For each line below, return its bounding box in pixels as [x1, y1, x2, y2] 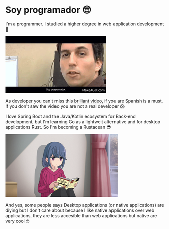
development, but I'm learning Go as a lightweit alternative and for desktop [5, 118, 160, 125]
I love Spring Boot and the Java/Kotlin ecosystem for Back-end [5, 113, 136, 119]
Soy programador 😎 [5, 4, 92, 16]
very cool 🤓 [5, 218, 30, 224]
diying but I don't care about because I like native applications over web [5, 207, 155, 213]
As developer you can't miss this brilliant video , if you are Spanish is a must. [5, 98, 163, 104]
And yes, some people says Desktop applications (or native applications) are [5, 202, 164, 208]
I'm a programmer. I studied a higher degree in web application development [5, 21, 164, 27]
